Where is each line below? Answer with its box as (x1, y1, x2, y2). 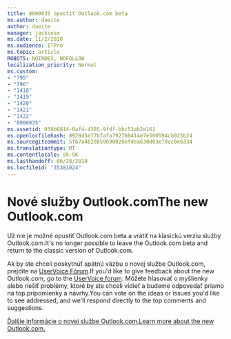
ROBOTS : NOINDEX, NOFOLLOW (7, 55, 85, 62)
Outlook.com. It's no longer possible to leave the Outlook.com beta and (7, 239, 208, 247)
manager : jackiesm (7, 29, 60, 37)
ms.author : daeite (7, 17, 60, 23)
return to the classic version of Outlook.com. (7, 246, 134, 254)
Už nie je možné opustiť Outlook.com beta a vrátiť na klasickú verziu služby (7, 231, 221, 240)
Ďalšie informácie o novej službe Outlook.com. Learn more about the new (7, 317, 214, 325)
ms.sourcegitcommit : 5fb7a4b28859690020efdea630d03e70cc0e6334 (7, 139, 193, 146)
